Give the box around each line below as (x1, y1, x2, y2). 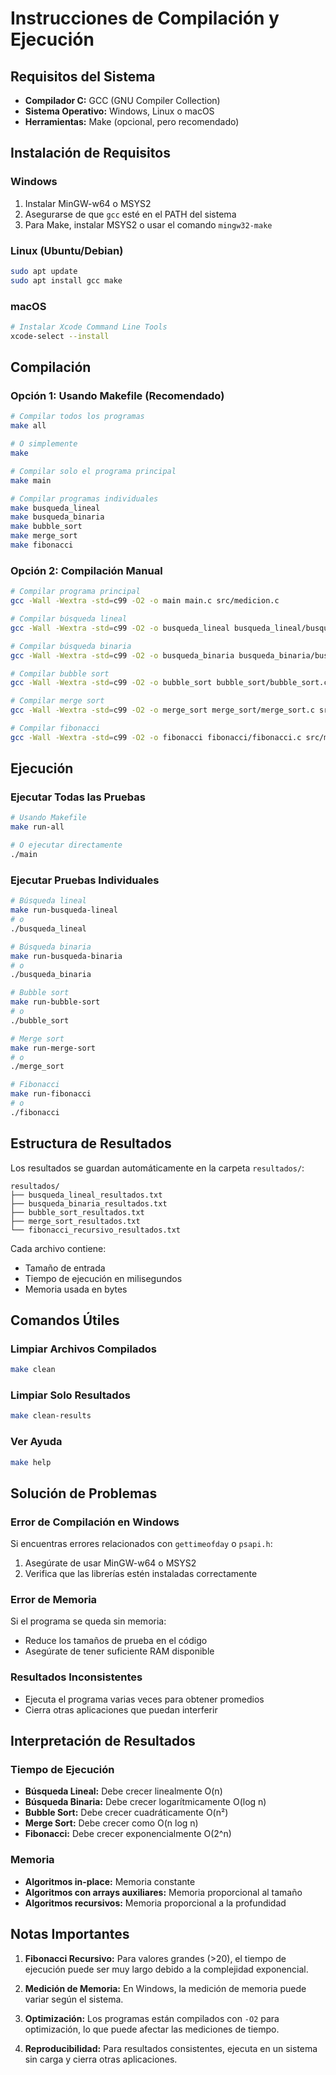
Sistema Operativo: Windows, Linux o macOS (24, 105, 215, 117)
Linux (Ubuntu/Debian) (10, 243, 124, 257)
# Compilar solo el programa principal (10, 466, 177, 476)
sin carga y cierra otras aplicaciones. (24, 2053, 178, 2065)
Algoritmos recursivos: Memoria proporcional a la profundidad (24, 1897, 287, 1909)
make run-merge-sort (10, 1043, 97, 1053)
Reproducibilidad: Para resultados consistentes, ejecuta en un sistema (24, 2042, 318, 2054)
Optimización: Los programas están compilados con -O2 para (24, 2012, 280, 2024)
